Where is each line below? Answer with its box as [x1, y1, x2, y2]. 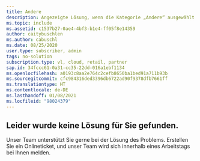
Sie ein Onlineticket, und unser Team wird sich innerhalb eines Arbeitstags [6, 142, 190, 150]
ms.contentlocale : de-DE [6, 87, 68, 93]
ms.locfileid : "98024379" [6, 98, 71, 104]
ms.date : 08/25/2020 [6, 43, 58, 49]
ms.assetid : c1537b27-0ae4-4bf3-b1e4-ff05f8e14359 [6, 25, 136, 32]
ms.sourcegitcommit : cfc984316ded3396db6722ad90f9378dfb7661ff [6, 76, 168, 82]
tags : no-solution [6, 53, 52, 59]
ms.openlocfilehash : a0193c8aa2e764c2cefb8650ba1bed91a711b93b [6, 70, 168, 76]
